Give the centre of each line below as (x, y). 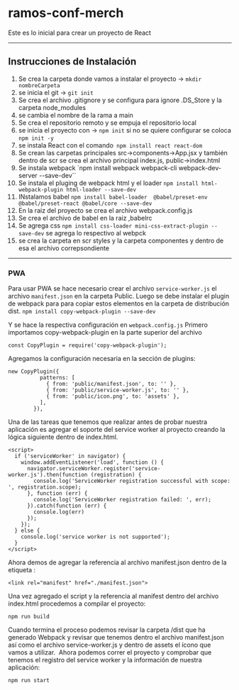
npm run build (29, 617)
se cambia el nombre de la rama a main (76, 115)
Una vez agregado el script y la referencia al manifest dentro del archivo (113, 596)
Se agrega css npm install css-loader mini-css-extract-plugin (113, 226)
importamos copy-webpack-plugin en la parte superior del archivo (105, 333)
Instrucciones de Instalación (72, 62)
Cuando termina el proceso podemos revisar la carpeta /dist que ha (107, 630)
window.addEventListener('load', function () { (92, 462)
